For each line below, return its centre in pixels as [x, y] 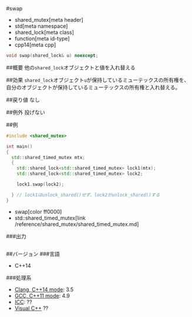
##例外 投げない [26, 112]
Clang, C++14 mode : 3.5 [44, 289]
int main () [19, 146]
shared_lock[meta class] [44, 32]
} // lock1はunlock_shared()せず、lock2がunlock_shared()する [86, 195]
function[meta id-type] [42, 38]
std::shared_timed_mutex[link [50, 218]
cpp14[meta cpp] [35, 45]
